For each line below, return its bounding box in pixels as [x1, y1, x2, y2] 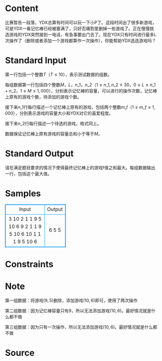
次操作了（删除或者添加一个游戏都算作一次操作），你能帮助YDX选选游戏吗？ [5, 37, 156, 44]
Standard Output [5, 148, 74, 159]
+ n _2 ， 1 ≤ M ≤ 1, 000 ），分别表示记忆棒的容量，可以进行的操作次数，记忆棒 [5, 88, 158, 93]
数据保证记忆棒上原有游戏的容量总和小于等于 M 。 [5, 131, 103, 136]
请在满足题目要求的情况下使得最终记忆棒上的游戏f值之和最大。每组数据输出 [5, 165, 156, 170]
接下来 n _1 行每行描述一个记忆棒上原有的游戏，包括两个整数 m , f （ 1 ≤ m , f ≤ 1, [5, 104, 155, 110]
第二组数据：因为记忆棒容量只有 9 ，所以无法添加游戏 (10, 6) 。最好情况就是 [5, 308, 152, 314]
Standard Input [5, 55, 66, 66]
